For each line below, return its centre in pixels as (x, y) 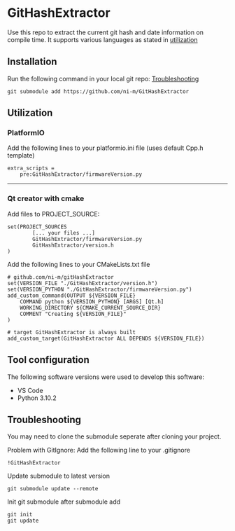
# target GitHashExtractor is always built (72, 332)
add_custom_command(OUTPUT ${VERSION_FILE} (72, 296)
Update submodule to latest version (59, 476)
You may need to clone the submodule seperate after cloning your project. (114, 436)
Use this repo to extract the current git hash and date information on (106, 32)
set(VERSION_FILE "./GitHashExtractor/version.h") (83, 283)
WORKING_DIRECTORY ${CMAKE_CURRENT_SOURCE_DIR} (90, 308)
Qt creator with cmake (46, 199)
